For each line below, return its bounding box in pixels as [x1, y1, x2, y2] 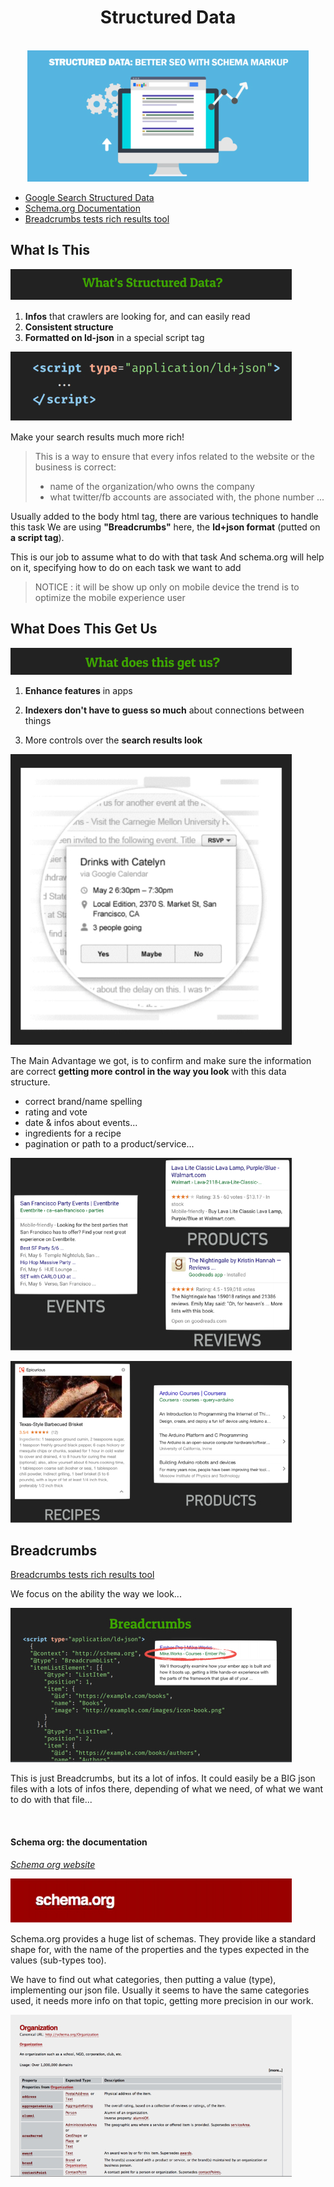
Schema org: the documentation [10, 1836, 148, 1848]
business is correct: [34, 461, 117, 473]
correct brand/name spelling [24, 1095, 143, 1107]
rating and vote [24, 1106, 88, 1118]
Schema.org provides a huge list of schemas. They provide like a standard [10, 1932, 317, 1945]
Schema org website [10, 1858, 96, 1870]
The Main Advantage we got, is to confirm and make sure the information [10, 1054, 312, 1066]
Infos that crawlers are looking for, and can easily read [24, 310, 251, 322]
